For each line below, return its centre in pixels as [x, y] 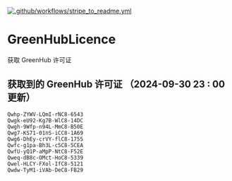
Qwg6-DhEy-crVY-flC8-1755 [45, 139]
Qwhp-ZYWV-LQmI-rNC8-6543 [45, 114]
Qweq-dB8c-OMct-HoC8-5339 [45, 158]
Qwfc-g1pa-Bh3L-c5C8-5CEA [45, 145]
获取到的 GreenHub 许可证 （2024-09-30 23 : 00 [116, 84]
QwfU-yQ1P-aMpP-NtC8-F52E [45, 151]
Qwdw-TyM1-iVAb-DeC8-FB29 [45, 170]
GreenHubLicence [62, 40]
